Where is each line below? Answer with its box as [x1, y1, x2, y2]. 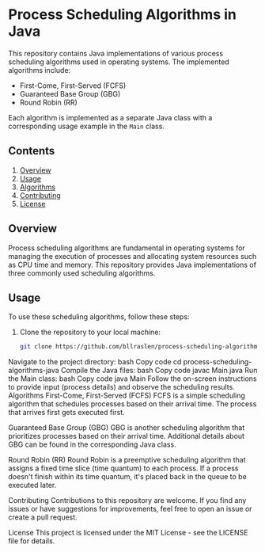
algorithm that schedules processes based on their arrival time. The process [8, 399, 257, 409]
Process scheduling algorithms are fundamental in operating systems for [8, 243, 245, 253]
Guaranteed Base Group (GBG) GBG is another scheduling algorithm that [8, 423, 245, 432]
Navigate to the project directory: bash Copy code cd [8, 357, 182, 367]
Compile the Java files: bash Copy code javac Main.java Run [60, 366, 258, 375]
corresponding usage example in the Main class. [8, 121, 165, 131]
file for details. [8, 536, 55, 546]
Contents [8, 144, 55, 158]
